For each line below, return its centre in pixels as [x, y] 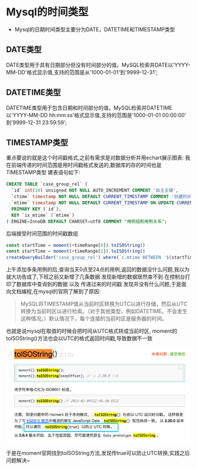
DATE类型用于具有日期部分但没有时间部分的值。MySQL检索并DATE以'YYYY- [98, 64]
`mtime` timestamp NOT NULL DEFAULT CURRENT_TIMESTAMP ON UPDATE [93, 203]
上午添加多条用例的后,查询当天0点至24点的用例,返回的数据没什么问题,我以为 [98, 270]
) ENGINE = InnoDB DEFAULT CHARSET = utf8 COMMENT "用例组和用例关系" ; [86, 221]
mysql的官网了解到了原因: [69, 291]
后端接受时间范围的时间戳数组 [42, 233]
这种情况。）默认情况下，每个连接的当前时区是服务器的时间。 [94, 319]
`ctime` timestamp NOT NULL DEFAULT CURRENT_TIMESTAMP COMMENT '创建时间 [101, 197]
